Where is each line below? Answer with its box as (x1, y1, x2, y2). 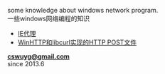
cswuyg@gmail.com (7, 52, 70, 61)
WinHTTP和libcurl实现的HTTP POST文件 (17, 38, 137, 47)
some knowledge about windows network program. (7, 6, 159, 14)
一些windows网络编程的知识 (7, 14, 90, 23)
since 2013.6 (7, 60, 45, 68)
